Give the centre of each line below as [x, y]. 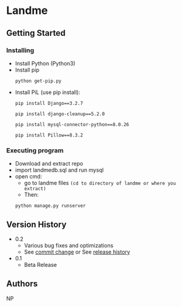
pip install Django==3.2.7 [49, 103]
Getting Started [36, 33]
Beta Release [41, 265]
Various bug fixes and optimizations [69, 245]
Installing [20, 50]
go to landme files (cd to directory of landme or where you [100, 183]
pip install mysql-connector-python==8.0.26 [72, 124]
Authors [22, 284]
